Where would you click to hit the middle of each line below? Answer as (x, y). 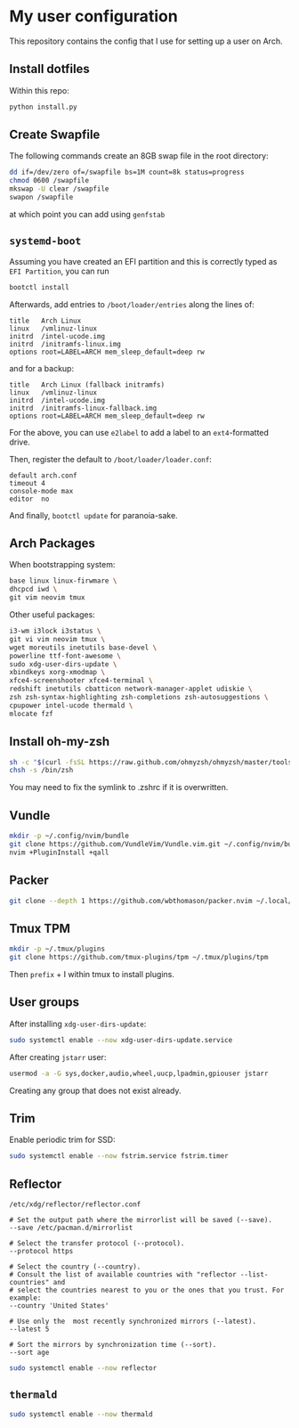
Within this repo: (39, 90)
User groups (44, 1003)
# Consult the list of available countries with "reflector (123, 1275)
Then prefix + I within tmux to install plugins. (92, 974)
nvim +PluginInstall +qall (59, 853)
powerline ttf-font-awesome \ (65, 656)
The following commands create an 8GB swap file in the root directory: (139, 156)
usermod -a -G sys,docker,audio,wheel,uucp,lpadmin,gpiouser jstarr (139, 1073)
